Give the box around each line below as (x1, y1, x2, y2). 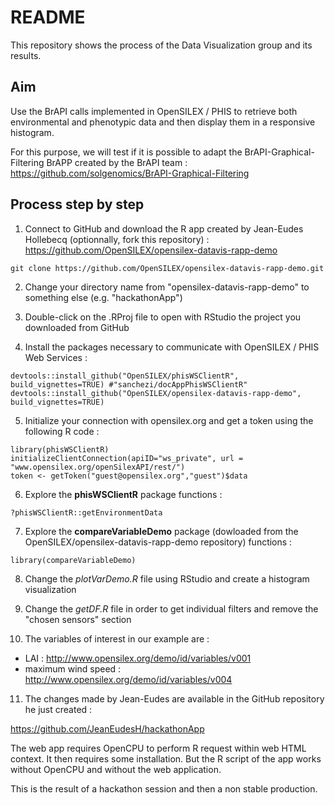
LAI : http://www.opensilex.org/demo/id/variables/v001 (24, 652, 252, 664)
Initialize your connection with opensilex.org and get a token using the (24, 414, 314, 426)
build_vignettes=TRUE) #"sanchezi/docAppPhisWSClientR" (10, 379, 248, 390)
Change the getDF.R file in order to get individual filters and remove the (24, 602, 319, 615)
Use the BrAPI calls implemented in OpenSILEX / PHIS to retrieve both (10, 105, 298, 117)
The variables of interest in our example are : (24, 632, 210, 645)
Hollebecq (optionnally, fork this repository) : (24, 233, 210, 245)
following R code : (24, 425, 100, 437)
